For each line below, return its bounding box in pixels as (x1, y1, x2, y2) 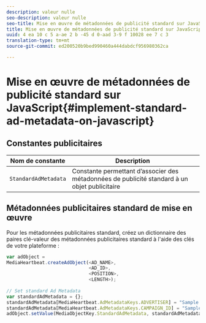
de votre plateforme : (6, 241, 59, 249)
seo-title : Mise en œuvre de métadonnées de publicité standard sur (6, 20, 185, 26)
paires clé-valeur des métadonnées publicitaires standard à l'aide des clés (6, 235, 194, 243)
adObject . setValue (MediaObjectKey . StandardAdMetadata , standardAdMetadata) (6, 311, 204, 317)
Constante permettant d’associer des (72, 167, 179, 175)
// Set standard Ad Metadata (6, 287, 81, 294)
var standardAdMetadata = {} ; (6, 294, 84, 300)
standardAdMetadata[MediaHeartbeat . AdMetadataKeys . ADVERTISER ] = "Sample (6, 299, 199, 305)
